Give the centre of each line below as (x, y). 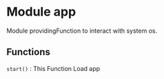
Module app (41, 12)
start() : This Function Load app (53, 68)
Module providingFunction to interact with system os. (82, 31)
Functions (29, 52)
